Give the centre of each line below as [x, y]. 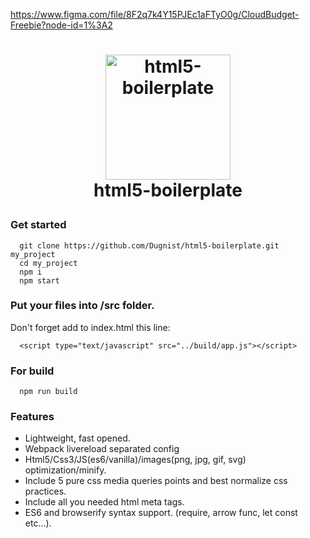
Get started [38, 225]
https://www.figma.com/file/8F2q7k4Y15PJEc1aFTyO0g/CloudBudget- [155, 14]
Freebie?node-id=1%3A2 [61, 25]
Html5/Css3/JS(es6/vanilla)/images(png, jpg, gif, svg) [135, 460]
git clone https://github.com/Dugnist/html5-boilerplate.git [149, 245]
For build [32, 371]
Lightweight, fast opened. [77, 438]
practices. [45, 491]
